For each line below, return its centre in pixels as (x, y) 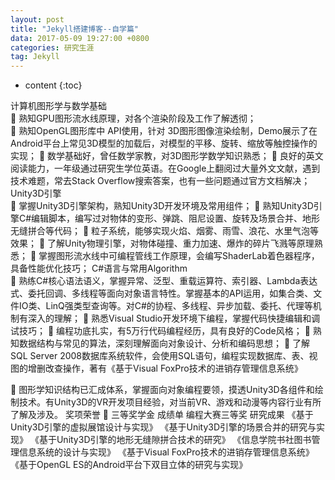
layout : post (37, 19)
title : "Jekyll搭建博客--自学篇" (74, 29)
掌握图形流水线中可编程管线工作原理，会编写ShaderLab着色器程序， (179, 256)
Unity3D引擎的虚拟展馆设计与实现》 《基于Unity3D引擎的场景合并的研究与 (163, 427)
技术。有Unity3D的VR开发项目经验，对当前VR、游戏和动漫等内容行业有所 (170, 402)
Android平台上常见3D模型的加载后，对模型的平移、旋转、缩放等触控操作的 (164, 143)
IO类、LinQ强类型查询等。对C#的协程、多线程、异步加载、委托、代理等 (165, 306)
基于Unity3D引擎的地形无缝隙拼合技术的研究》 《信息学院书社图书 (175, 440)
